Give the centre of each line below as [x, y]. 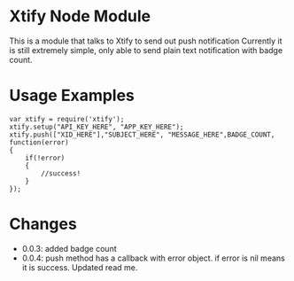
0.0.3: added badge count [69, 248]
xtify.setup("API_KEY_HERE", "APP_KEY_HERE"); [97, 127]
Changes [43, 224]
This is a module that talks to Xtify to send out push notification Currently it [146, 41]
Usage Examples [72, 96]
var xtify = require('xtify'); [67, 119]
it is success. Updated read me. [80, 267]
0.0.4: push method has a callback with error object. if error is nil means [153, 258]
